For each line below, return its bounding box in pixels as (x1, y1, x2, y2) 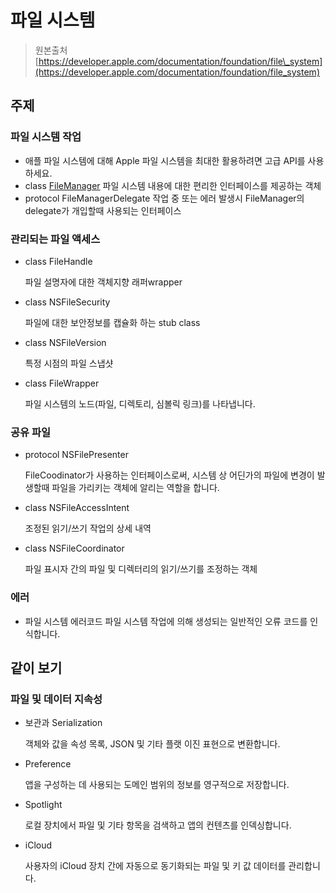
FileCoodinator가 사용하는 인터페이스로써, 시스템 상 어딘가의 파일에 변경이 (24, 469, 315, 481)
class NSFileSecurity (24, 296, 111, 308)
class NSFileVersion (24, 336, 107, 348)
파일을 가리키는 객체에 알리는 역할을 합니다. (51, 482, 220, 494)
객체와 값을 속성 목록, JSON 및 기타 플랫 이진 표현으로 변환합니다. (24, 738, 281, 750)
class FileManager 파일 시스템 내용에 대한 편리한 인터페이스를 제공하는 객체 (24, 179, 322, 191)
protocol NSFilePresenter (24, 449, 129, 461)
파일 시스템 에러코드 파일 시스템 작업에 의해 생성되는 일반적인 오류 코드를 (24, 615, 308, 627)
